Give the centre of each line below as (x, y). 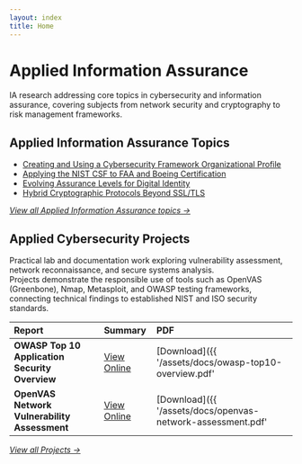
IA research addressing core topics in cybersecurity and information (136, 95)
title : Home (31, 26)
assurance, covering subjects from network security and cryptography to (145, 105)
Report (29, 331)
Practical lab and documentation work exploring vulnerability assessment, (146, 261)
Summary (125, 331)
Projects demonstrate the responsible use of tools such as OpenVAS (136, 280)
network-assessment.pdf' (212, 422)
